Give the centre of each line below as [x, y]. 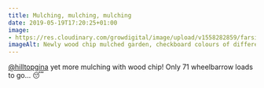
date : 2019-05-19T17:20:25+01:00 [63, 23]
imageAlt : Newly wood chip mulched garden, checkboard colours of [119, 45]
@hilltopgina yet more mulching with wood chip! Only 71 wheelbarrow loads [131, 67]
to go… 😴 [26, 75]
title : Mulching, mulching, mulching [70, 15]
